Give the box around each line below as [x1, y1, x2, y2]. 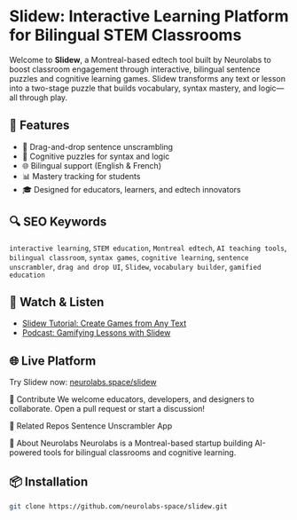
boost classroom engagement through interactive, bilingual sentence [9, 64, 261, 75]
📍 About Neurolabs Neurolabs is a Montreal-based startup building [9, 437, 253, 449]
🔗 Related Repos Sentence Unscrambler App [9, 421, 173, 431]
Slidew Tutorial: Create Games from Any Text [21, 318, 187, 329]
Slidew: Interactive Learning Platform [9, 6, 290, 27]
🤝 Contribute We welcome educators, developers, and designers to [9, 394, 254, 405]
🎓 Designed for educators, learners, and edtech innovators [21, 184, 241, 194]
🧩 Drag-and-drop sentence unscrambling [21, 141, 174, 152]
